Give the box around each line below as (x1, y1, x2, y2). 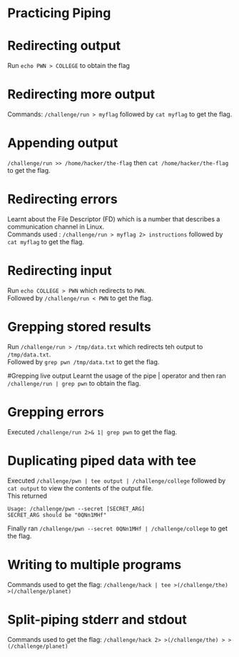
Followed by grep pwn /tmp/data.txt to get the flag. (7, 357, 160, 366)
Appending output (7, 135, 118, 151)
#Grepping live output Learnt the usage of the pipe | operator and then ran (7, 371, 226, 380)
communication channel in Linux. (7, 222, 105, 231)
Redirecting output (7, 38, 121, 54)
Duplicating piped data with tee (7, 452, 197, 468)
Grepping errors (7, 404, 105, 420)
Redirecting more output (7, 86, 156, 103)
